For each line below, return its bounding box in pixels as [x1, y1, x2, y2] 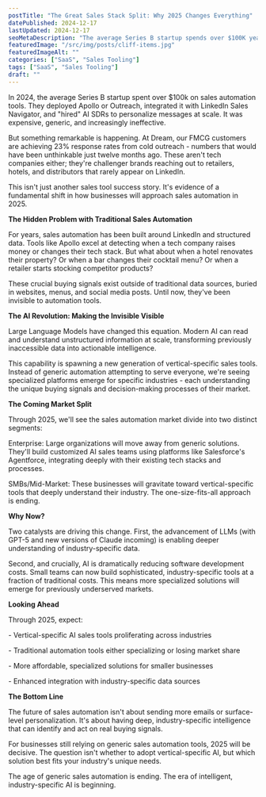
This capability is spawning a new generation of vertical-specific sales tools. [8, 358, 258, 368]
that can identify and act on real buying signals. [8, 723, 164, 734]
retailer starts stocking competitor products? [8, 263, 154, 273]
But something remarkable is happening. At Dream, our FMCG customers [8, 132, 247, 143]
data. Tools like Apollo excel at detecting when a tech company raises [8, 238, 236, 247]
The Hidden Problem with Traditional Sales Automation [8, 214, 192, 224]
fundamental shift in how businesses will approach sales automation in [8, 190, 239, 200]
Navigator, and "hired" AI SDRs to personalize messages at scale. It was [8, 109, 243, 119]
